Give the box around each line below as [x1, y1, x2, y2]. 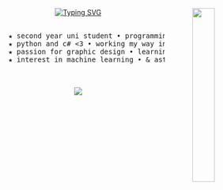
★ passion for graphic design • [8, 47, 134, 56]
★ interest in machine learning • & [8, 55, 151, 64]
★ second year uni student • [8, 32, 122, 40]
